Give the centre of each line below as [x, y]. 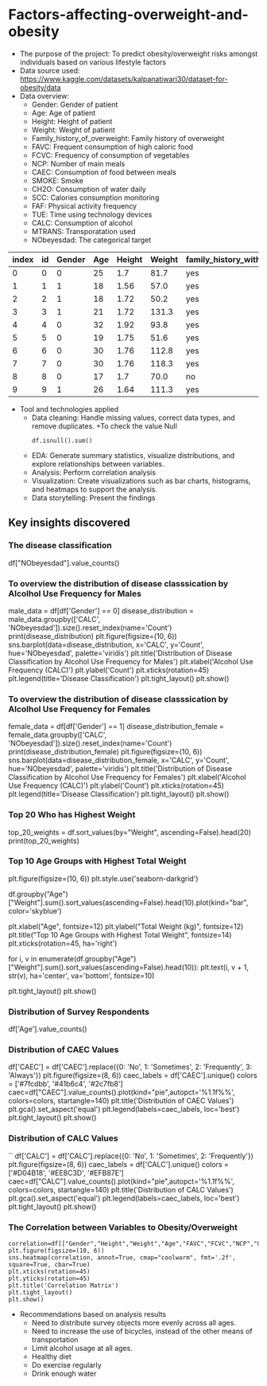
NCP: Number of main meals [78, 163]
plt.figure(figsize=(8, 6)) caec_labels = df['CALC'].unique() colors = [118, 1164]
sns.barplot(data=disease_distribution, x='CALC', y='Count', [106, 644]
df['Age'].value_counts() [48, 1029]
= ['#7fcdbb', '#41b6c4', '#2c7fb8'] [66, 1084]
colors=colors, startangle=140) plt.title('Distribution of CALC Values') [121, 1189]
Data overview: [44, 96]
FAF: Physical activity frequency [84, 206]
